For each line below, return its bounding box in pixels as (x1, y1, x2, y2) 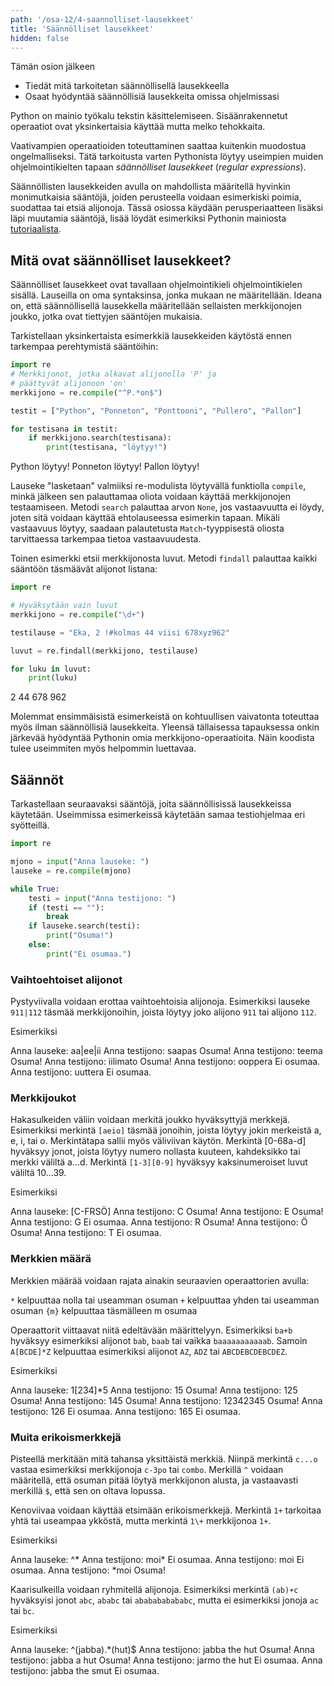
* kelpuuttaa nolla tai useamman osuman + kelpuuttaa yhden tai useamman (10, 1294, 320, 1306)
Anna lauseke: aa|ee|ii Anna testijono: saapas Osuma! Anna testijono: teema (10, 1045, 323, 1057)
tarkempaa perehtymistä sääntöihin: (10, 341, 159, 353)
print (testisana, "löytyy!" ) (46, 442, 168, 453)
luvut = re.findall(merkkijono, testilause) (10, 646, 199, 656)
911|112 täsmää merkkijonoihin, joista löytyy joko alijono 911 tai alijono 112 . (10, 1006, 317, 1018)
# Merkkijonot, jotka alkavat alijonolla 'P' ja (10, 369, 217, 380)
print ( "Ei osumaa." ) (46, 949, 132, 959)
